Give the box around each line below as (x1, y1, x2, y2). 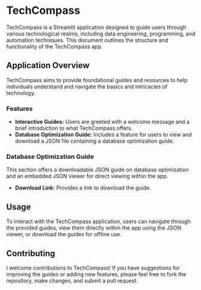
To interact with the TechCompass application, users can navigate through (6, 218, 191, 225)
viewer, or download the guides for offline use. (6, 231, 122, 238)
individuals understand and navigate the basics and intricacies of (6, 83, 168, 90)
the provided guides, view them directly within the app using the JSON (6, 224, 182, 231)
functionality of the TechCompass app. (6, 43, 103, 50)
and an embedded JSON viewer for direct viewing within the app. (6, 173, 169, 180)
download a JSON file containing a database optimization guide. (14, 137, 175, 145)
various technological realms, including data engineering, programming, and (6, 30, 196, 37)
